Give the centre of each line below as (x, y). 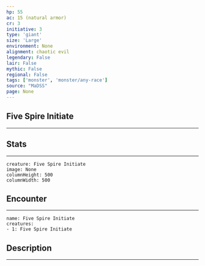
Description (29, 248)
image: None (21, 169)
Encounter (27, 198)
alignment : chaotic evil (38, 52)
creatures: (20, 224)
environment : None (30, 46)
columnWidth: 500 (28, 180)
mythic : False (24, 69)
